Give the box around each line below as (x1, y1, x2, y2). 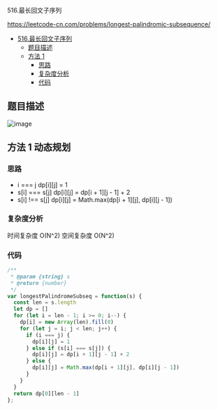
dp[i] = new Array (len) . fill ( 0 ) (20, 319, 114, 326)
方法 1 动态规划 (7, 142, 71, 154)
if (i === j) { (25, 331, 71, 339)
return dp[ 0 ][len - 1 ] (13, 390, 80, 397)
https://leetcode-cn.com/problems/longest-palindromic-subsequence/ (7, 20, 211, 28)
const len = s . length (13, 299, 77, 306)
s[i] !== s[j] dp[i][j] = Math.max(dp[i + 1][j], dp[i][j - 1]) (17, 195, 173, 204)
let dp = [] (13, 306, 49, 313)
